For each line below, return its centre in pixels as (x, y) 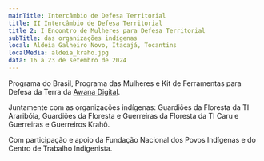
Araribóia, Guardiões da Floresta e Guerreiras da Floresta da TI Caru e (124, 115)
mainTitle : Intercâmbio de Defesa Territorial (87, 16)
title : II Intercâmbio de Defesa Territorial (85, 23)
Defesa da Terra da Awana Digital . (64, 91)
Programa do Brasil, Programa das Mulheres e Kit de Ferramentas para (125, 83)
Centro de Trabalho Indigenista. (60, 148)
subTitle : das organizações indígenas (73, 38)
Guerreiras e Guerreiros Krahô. (59, 124)
